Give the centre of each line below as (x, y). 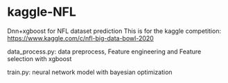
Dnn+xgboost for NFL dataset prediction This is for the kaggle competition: (114, 31)
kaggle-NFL (42, 12)
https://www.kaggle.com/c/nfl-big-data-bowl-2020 (80, 38)
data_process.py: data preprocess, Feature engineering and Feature (104, 51)
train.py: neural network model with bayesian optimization (90, 72)
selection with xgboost (40, 58)
